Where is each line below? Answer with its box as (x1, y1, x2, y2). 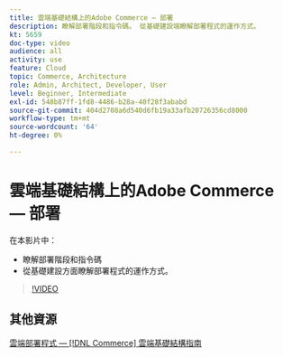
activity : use (9, 55, 63, 64)
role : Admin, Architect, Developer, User (9, 80, 168, 89)
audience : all (9, 47, 63, 56)
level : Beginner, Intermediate (9, 89, 127, 98)
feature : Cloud (9, 64, 67, 73)
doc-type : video (9, 38, 70, 48)
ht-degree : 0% (9, 131, 63, 140)
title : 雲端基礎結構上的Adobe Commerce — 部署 (9, 13, 174, 23)
